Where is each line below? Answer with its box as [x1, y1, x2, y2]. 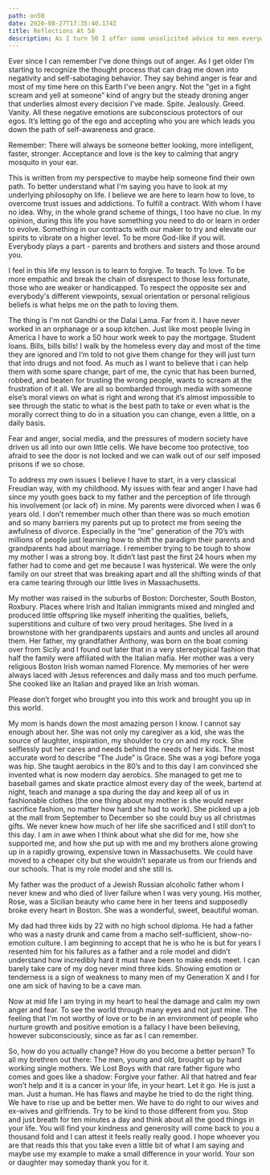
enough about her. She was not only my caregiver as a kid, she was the [8, 727, 245, 737]
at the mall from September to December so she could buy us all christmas [8, 813, 256, 822]
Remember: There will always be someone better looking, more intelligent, [8, 140, 255, 150]
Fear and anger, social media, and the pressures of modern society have [8, 434, 248, 444]
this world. [8, 703, 43, 713]
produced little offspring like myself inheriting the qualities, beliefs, [8, 610, 229, 620]
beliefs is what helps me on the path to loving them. [8, 300, 179, 310]
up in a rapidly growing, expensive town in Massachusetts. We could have [8, 847, 253, 857]
